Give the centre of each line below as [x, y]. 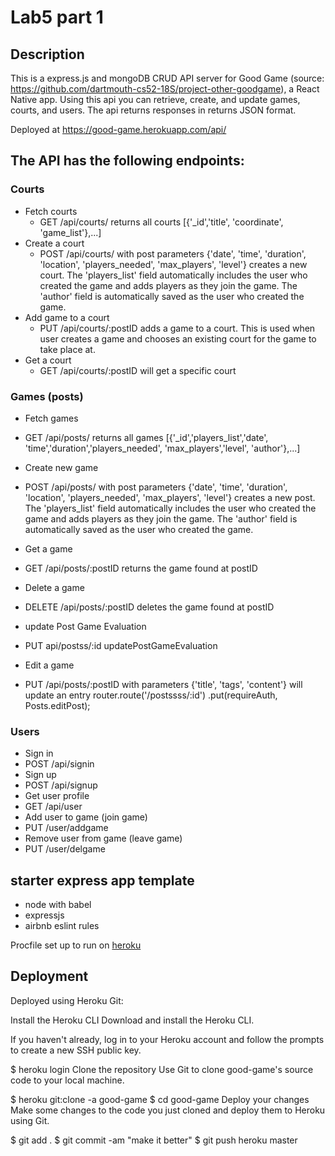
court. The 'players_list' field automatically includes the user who [173, 275]
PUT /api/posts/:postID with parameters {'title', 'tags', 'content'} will [163, 684]
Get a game [48, 548]
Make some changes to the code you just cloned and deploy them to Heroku [168, 1110]
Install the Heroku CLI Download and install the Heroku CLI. [132, 1020]
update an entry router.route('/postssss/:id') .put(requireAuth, [151, 695]
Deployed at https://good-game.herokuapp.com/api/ [118, 129]
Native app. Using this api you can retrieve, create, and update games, [155, 99]
